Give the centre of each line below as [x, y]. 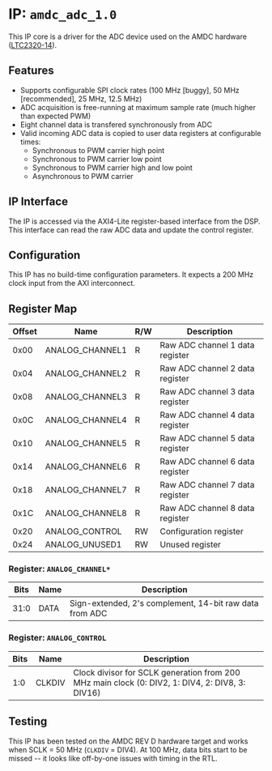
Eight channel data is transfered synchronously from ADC [116, 124]
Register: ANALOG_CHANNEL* [59, 569]
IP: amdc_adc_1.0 [63, 14]
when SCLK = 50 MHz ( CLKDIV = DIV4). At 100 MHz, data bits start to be [128, 749]
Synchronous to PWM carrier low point [97, 159]
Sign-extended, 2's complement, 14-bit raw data [164, 603]
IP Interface [38, 202]
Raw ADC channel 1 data [207, 345]
